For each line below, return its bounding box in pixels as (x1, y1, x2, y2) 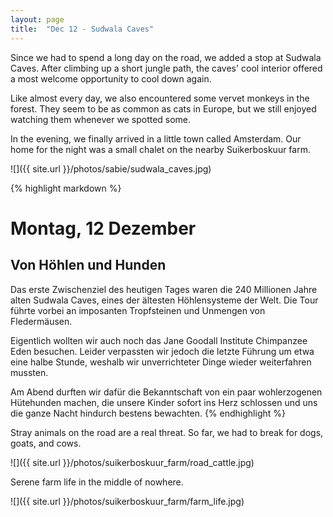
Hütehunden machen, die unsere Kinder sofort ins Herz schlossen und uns (10, 396, 318, 408)
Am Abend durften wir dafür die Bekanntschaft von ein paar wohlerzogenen (10, 386, 323, 398)
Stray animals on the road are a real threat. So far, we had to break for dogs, (10, 426, 324, 438)
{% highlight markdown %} (10, 182, 122, 194)
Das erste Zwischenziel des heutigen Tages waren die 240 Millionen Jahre (10, 283, 318, 295)
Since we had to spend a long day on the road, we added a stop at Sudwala (10, 51, 322, 63)
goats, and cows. (10, 437, 82, 449)
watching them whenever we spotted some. (10, 113, 192, 125)
